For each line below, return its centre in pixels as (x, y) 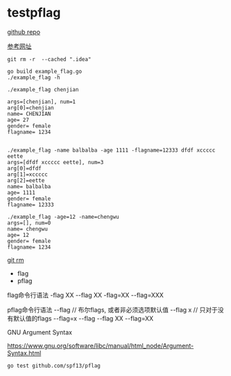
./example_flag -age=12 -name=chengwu (63, 217)
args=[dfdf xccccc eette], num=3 (55, 162)
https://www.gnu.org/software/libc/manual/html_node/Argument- (101, 346)
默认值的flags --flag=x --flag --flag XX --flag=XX (83, 318)
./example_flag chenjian (43, 89)
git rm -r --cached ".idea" (49, 59)
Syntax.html (24, 353)
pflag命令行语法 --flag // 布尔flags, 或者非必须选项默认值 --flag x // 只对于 (113, 310)
